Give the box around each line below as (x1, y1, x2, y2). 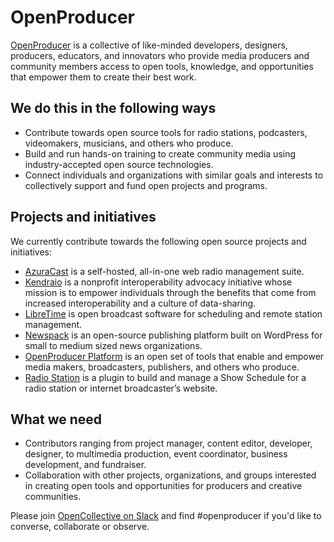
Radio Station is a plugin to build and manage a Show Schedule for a (24, 371, 307, 383)
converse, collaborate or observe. (10, 521, 150, 533)
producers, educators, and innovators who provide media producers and (10, 49, 310, 61)
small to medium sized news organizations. (24, 339, 203, 351)
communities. (24, 491, 82, 503)
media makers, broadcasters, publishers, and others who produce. (24, 361, 300, 373)
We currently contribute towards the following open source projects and (10, 235, 307, 247)
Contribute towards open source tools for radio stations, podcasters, (24, 126, 308, 138)
